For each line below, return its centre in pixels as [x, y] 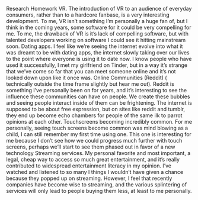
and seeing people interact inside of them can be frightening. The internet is [99, 103]
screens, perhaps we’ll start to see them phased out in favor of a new [91, 147]
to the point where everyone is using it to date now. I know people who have [99, 59]
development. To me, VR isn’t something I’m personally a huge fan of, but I [97, 21]
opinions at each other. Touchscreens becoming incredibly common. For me [99, 122]
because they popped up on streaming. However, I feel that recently [89, 178]
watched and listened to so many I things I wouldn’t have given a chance [95, 172]
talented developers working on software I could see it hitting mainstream [96, 40]
